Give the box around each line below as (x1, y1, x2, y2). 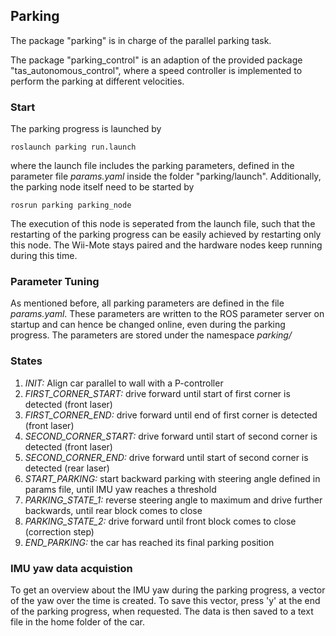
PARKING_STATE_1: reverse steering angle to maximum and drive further (24, 494, 323, 506)
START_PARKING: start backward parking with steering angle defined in (24, 472, 321, 484)
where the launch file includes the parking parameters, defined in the (10, 160, 295, 172)
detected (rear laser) (24, 462, 110, 474)
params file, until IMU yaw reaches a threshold (24, 483, 217, 495)
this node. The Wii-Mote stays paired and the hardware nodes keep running (10, 239, 323, 251)
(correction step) (24, 525, 95, 538)
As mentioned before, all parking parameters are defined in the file (10, 297, 285, 309)
